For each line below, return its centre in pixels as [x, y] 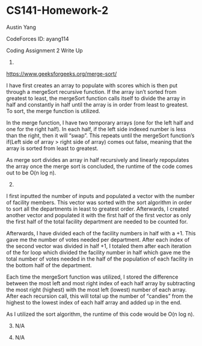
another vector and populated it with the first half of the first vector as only [99, 215]
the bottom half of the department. [49, 265]
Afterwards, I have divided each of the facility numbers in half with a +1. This [101, 233]
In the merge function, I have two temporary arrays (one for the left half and [100, 122]
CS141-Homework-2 [57, 11]
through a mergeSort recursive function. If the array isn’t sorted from [91, 91]
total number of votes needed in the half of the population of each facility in [100, 259]
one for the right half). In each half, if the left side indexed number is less [96, 129]
